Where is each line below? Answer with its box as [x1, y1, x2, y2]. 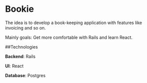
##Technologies [5, 44, 38, 50]
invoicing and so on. [5, 25, 46, 30]
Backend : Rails [5, 53, 36, 59]
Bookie [5, 3, 34, 15]
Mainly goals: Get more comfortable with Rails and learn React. [5, 34, 133, 40]
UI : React [5, 63, 24, 69]
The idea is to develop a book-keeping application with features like [5, 20, 143, 26]
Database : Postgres [5, 72, 46, 78]
